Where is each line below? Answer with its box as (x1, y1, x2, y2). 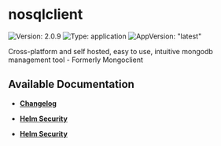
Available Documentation (8, 78, 135, 91)
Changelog (19, 98, 57, 108)
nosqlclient (8, 5, 83, 24)
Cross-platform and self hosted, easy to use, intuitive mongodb (8, 46, 214, 56)
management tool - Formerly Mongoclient (8, 55, 144, 64)
